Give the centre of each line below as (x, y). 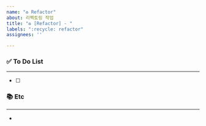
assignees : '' (25, 35)
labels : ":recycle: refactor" (45, 29)
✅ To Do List (25, 62)
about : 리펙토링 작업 (30, 18)
